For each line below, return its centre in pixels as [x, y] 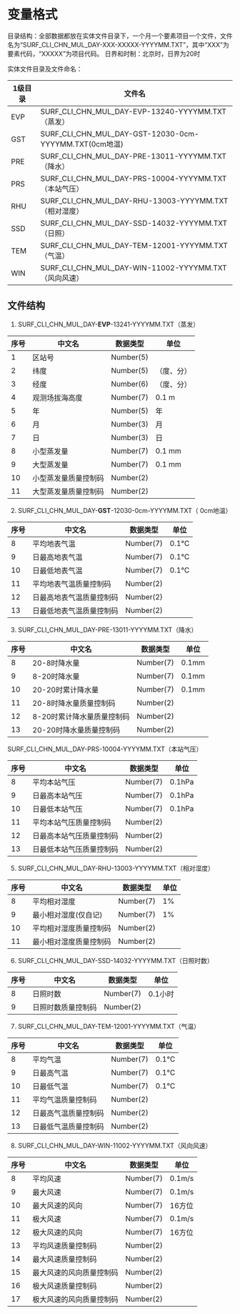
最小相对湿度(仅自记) [67, 915]
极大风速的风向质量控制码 [76, 1299]
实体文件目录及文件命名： [45, 69]
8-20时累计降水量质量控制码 [81, 717]
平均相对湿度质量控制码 [72, 928]
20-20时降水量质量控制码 [76, 730]
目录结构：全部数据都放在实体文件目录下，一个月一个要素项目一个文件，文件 [120, 36]
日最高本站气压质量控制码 [76, 835]
